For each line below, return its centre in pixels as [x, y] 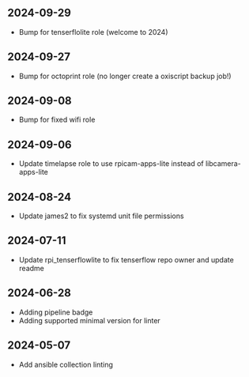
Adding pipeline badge [56, 312]
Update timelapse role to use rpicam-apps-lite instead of [111, 164]
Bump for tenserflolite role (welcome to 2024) [93, 32]
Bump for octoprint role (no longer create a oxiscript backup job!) [125, 76]
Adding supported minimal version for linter [90, 320]
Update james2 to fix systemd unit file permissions [101, 216]
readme [31, 268]
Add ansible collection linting [66, 364]
